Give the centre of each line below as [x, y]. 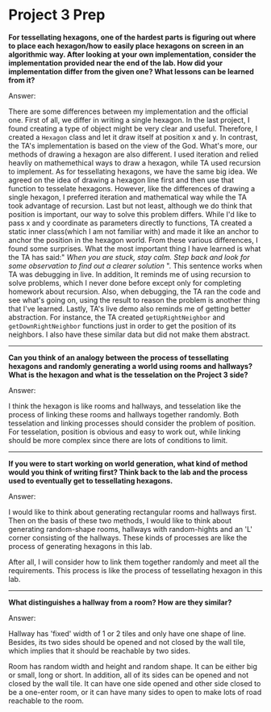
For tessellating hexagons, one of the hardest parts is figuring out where [132, 37]
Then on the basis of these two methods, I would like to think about [120, 520]
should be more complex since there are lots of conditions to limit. [118, 440]
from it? [22, 80]
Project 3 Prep [57, 15]
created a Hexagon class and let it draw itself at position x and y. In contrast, [133, 137]
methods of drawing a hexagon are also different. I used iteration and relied [133, 154]
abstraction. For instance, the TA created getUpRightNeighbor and [117, 317]
